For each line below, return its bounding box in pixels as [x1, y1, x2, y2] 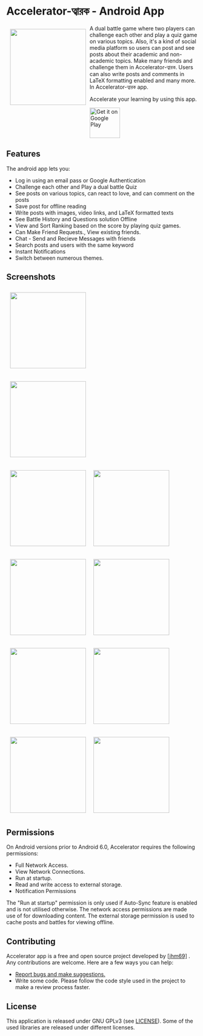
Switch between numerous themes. [15, 254, 104, 261]
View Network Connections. [15, 868, 85, 875]
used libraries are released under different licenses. [6, 1024, 135, 1031]
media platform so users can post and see [90, 44, 195, 51]
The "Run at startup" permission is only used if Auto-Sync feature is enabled [6, 899, 198, 906]
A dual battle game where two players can [90, 24, 195, 32]
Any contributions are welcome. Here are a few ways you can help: [6, 959, 174, 966]
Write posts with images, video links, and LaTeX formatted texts [15, 209, 174, 216]
